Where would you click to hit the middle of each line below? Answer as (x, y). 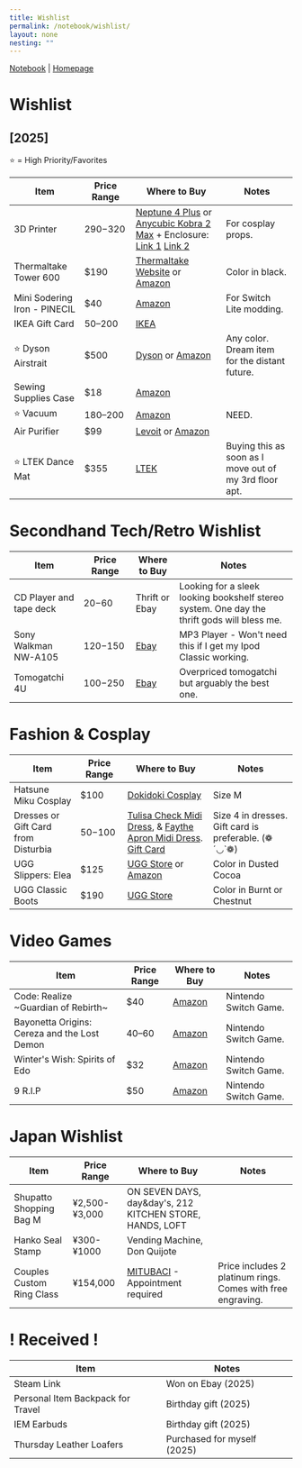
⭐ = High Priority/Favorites (58, 160)
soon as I (245, 458)
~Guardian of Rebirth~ (61, 1008)
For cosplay (251, 223)
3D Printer (36, 229)
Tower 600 (37, 278)
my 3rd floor (252, 480)
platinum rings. (249, 1277)
